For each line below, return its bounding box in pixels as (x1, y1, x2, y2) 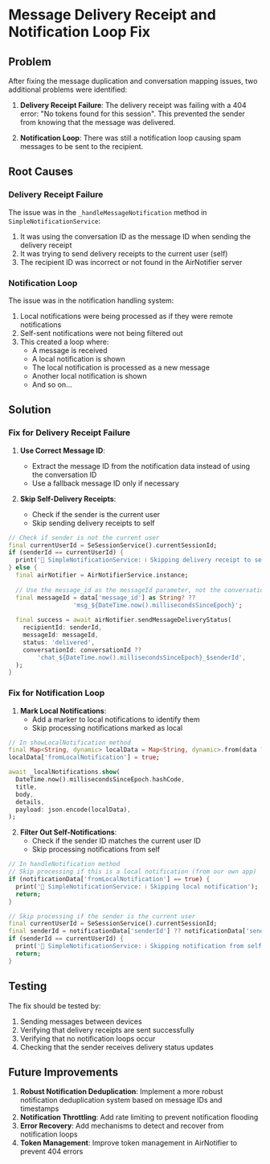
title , (15, 783, 38, 791)
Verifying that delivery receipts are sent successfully (19, 1025, 194, 1034)
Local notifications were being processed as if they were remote (19, 311, 233, 321)
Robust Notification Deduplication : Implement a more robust (19, 1087, 223, 1096)
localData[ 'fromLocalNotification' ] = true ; (8, 753, 160, 762)
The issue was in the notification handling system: (8, 296, 174, 305)
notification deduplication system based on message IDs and (19, 1096, 223, 1105)
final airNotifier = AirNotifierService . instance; (15, 571, 189, 579)
